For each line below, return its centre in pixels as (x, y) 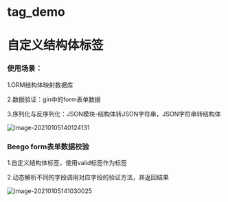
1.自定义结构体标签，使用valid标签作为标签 (67, 162)
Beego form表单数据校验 (48, 147)
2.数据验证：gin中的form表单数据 (54, 99)
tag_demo (36, 12)
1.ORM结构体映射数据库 (40, 85)
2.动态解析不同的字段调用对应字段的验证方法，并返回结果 (88, 177)
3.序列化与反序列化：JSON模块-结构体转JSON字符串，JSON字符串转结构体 (114, 114)
